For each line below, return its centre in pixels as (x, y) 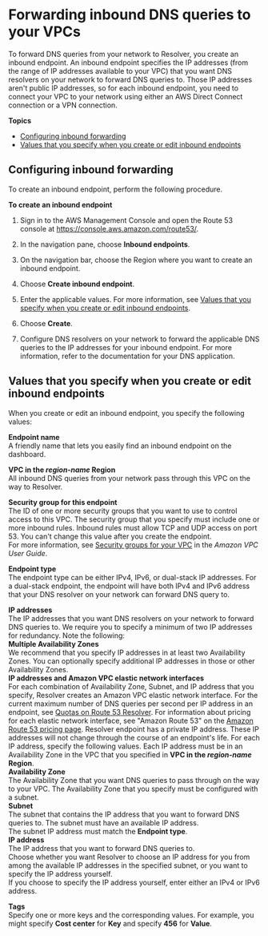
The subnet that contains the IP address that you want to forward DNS (124, 814)
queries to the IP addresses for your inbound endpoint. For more (126, 347)
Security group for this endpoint (63, 502)
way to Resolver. (36, 486)
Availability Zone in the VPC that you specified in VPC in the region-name (130, 754)
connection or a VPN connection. (63, 105)
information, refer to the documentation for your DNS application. (127, 356)
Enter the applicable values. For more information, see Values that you (136, 299)
